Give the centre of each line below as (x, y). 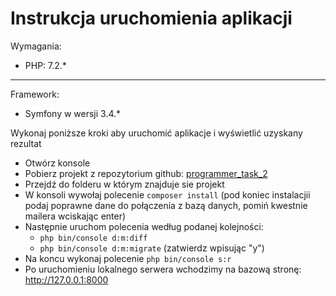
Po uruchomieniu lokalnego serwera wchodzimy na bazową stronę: (163, 269)
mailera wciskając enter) (75, 216)
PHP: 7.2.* (45, 65)
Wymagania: (36, 46)
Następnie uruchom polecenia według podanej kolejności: (144, 226)
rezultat (26, 143)
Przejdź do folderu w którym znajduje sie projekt (124, 184)
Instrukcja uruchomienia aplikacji (151, 18)
